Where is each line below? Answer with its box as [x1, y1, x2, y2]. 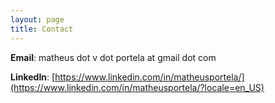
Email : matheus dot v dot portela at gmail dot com [10, 51, 217, 63]
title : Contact [10, 24, 74, 34]
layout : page [10, 14, 65, 25]
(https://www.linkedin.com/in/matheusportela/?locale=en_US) [10, 81, 265, 93]
